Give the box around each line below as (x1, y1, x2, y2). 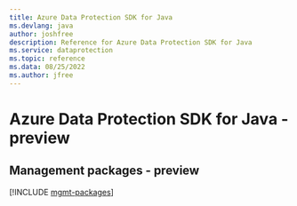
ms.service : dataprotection (9, 46, 114, 55)
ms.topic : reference (9, 54, 86, 63)
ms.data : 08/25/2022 (9, 63, 86, 72)
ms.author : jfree (9, 71, 74, 80)
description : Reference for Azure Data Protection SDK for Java (9, 37, 253, 47)
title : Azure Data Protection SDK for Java (9, 12, 173, 22)
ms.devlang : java (9, 21, 74, 30)
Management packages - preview (9, 163, 200, 178)
